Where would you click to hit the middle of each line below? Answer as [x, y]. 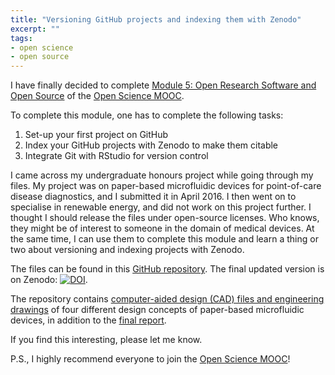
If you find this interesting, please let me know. [106, 340]
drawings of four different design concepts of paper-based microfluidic [157, 310]
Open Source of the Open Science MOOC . [97, 96]
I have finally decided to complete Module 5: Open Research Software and [163, 85]
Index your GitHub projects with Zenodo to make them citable [151, 145]
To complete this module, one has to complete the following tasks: [147, 115]
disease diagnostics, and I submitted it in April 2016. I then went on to [153, 197]
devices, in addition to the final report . [88, 320]
